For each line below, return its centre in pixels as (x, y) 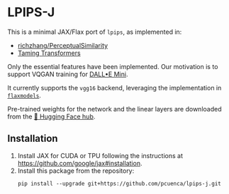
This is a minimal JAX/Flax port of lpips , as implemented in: (95, 32)
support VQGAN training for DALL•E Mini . (68, 74)
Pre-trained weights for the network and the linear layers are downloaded (114, 109)
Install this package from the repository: (76, 171)
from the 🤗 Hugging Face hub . (51, 116)
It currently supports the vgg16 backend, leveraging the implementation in (114, 87)
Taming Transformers (49, 53)
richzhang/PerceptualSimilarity (63, 45)
